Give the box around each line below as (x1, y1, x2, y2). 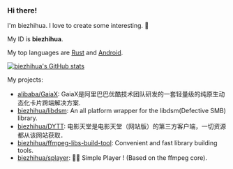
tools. (17, 146, 33, 155)
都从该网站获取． (17, 131, 67, 140)
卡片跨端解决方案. (29, 98, 81, 107)
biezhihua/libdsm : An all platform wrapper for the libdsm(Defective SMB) (17, 107, 227, 115)
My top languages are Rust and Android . (7, 48, 123, 57)
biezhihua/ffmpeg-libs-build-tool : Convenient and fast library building (17, 139, 218, 147)
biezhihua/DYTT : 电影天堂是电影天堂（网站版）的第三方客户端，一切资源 (17, 122, 227, 131)
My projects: (7, 75, 43, 84)
